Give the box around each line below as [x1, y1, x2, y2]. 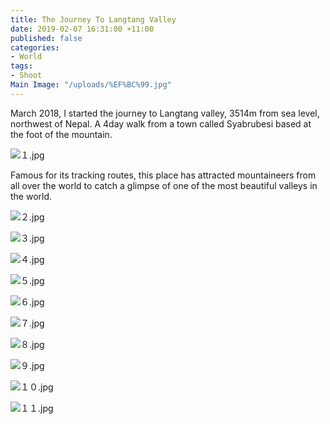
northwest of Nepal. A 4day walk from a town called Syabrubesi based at [10, 117, 312, 130]
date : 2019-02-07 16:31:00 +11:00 [10, 24, 155, 34]
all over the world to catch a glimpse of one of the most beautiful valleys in [10, 179, 318, 191]
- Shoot [10, 71, 43, 81]
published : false [10, 33, 83, 43]
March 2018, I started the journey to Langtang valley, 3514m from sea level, [10, 107, 320, 119]
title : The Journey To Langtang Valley [10, 14, 177, 25]
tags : [10, 61, 33, 71]
